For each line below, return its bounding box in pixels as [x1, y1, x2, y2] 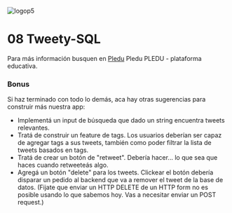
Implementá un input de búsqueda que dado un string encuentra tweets [17, 116, 226, 125]
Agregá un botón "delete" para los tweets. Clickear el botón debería [17, 168, 214, 177]
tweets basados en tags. [17, 146, 89, 154]
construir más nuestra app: [7, 102, 86, 111]
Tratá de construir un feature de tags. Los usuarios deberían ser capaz [17, 131, 222, 139]
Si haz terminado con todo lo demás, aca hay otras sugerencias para [7, 95, 206, 104]
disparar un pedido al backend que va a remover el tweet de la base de [17, 176, 224, 184]
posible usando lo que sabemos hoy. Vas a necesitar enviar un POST [17, 191, 217, 199]
